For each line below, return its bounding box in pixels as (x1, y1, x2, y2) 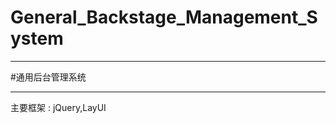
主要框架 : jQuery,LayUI (10, 101, 107, 113)
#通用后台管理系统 (10, 71, 87, 83)
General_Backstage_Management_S (10, 6, 318, 29)
